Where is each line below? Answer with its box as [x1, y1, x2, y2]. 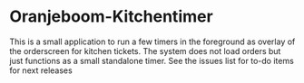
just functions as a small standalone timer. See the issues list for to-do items [9, 55, 295, 66]
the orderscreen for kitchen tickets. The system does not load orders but [9, 45, 281, 56]
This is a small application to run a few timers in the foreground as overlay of [9, 36, 296, 47]
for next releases [9, 65, 73, 76]
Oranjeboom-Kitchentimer [9, 6, 213, 27]
